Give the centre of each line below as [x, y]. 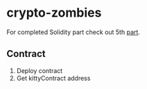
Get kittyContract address [53, 78]
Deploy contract [40, 70]
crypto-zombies [54, 13]
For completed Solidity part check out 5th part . [73, 32]
